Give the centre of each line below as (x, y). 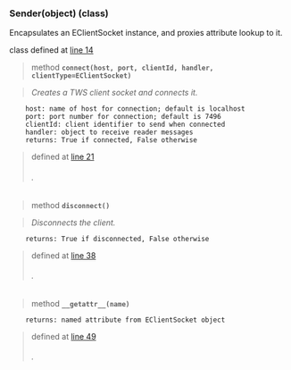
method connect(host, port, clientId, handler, (122, 67)
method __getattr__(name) (80, 303)
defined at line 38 (63, 255)
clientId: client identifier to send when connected (125, 125)
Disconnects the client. (73, 223)
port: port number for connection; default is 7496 (123, 117)
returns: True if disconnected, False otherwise (117, 239)
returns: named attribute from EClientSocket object (125, 320)
